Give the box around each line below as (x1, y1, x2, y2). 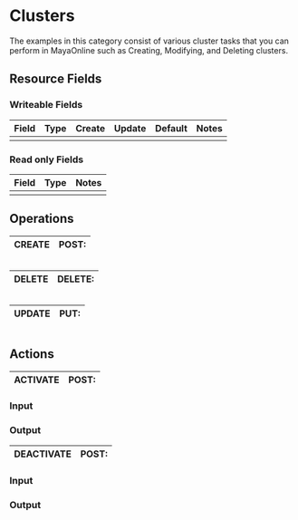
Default (155, 121, 188, 134)
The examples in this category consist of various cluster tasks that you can (9, 35, 290, 46)
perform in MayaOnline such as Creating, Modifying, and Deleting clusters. (9, 44, 288, 55)
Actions (9, 346, 54, 362)
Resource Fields (9, 72, 102, 87)
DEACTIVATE (14, 448, 72, 460)
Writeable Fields (9, 99, 83, 111)
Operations (9, 211, 74, 226)
